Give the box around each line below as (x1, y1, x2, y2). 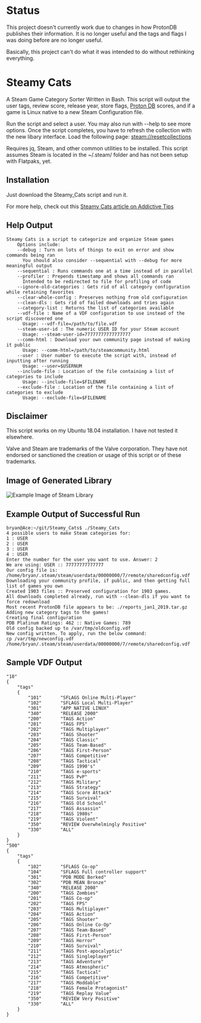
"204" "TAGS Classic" (28, 737, 98, 743)
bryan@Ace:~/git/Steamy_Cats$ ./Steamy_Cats (6, 524, 120, 531)
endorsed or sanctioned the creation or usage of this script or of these (6, 451, 182, 459)
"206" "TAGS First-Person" (28, 747, 112, 753)
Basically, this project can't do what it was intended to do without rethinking (6, 48, 195, 55)
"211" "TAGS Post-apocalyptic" (28, 948, 123, 954)
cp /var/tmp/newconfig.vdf (6, 636, 74, 642)
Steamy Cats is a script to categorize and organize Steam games (6, 236, 174, 242)
